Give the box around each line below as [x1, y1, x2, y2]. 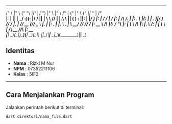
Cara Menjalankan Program [6, 90, 94, 100]
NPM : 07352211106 [13, 65, 55, 71]
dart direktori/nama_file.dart [6, 114, 72, 119]
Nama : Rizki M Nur [13, 60, 55, 66]
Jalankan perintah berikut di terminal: [6, 104, 84, 110]
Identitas [6, 46, 35, 55]
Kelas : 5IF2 [13, 71, 39, 77]
